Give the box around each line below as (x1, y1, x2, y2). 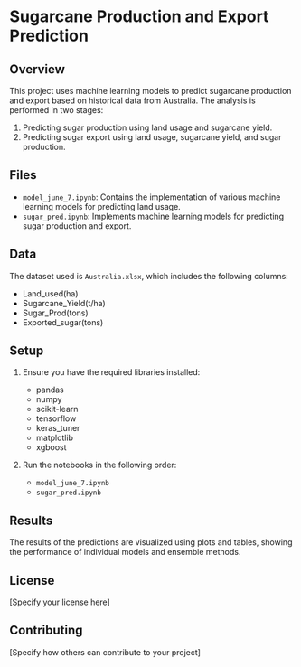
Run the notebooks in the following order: (22, 459, 177, 471)
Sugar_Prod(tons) (22, 307, 89, 318)
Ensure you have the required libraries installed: (22, 367, 201, 378)
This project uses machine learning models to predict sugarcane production (9, 86, 292, 96)
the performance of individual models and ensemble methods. (9, 547, 241, 558)
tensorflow (35, 413, 77, 424)
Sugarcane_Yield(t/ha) (22, 297, 106, 308)
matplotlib (35, 432, 74, 444)
